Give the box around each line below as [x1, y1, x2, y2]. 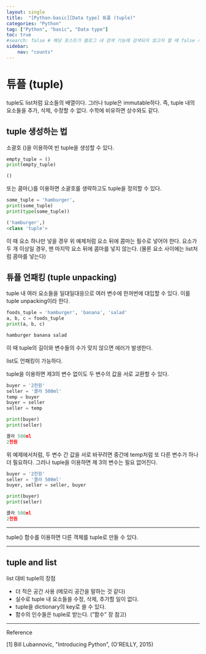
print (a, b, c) [6, 321, 45, 328]
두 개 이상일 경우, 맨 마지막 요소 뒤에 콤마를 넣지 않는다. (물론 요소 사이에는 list [6, 245, 193, 252]
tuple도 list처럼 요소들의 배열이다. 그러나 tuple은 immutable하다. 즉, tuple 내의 [6, 99, 195, 106]
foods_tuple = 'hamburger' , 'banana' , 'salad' [6, 310, 128, 316]
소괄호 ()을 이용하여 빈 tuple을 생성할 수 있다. [6, 144, 115, 151]
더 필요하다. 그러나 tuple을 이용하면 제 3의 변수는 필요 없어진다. [6, 459, 158, 466]
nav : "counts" [17, 49, 53, 55]
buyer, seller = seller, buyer [6, 482, 86, 489]
